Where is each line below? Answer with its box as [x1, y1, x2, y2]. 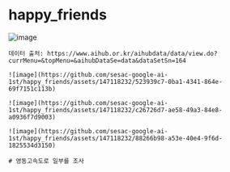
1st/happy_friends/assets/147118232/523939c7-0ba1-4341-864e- [8, 78, 223, 86]
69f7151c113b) [8, 85, 57, 93]
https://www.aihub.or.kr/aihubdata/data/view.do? [47, 49, 218, 57]
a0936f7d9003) [8, 113, 57, 121]
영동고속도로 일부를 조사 [15, 157, 84, 165]
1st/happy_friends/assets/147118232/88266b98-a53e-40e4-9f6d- [8, 134, 223, 142]
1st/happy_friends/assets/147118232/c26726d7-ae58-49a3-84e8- [8, 106, 223, 114]
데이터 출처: [8, 49, 45, 57]
